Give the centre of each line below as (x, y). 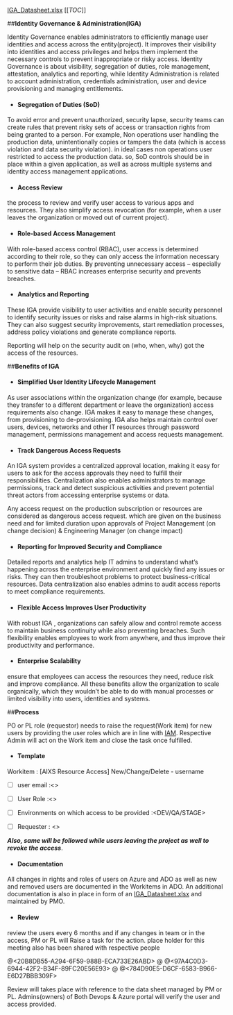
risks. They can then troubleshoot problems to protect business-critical (109, 577)
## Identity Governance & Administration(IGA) (75, 23)
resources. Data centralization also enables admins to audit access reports (114, 584)
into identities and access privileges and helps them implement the (103, 52)
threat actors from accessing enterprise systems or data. (88, 495)
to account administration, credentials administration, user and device (107, 81)
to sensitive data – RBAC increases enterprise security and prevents (104, 271)
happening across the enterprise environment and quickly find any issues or (116, 569)
